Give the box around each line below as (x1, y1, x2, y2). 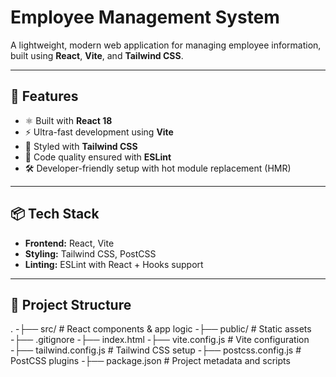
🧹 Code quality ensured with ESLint (24, 151, 172, 163)
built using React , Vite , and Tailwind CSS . (10, 49, 184, 61)
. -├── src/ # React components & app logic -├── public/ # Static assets (10, 323, 312, 335)
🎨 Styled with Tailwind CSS (24, 140, 138, 152)
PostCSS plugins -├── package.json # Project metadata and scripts (10, 355, 291, 367)
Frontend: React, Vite (24, 237, 115, 249)
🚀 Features (10, 88, 79, 105)
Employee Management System (10, 6, 280, 29)
